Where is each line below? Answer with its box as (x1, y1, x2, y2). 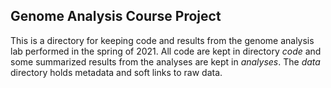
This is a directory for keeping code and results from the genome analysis (10, 34, 315, 46)
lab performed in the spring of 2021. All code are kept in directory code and (10, 45, 322, 57)
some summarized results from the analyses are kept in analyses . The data (10, 55, 321, 68)
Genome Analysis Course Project (10, 8, 222, 25)
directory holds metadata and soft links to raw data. (10, 66, 223, 78)
